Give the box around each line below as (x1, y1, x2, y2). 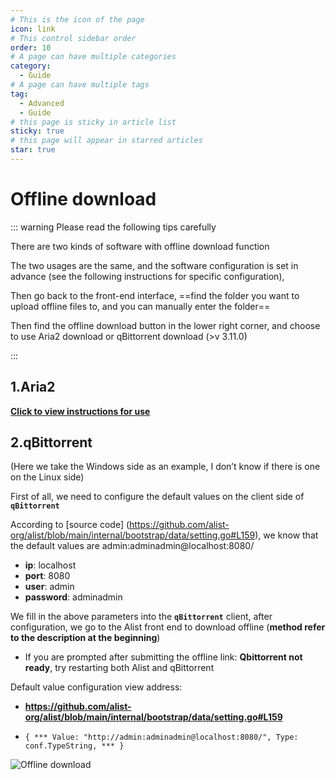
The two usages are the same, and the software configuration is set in (10, 259, 299, 271)
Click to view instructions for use (10, 405, 151, 417)
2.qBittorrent (10, 434, 93, 451)
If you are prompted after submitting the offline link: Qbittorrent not (24, 651, 303, 663)
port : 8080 (24, 570, 71, 582)
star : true (10, 145, 56, 155)
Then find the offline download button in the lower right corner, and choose (10, 319, 321, 331)
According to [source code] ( (10, 519, 130, 531)
